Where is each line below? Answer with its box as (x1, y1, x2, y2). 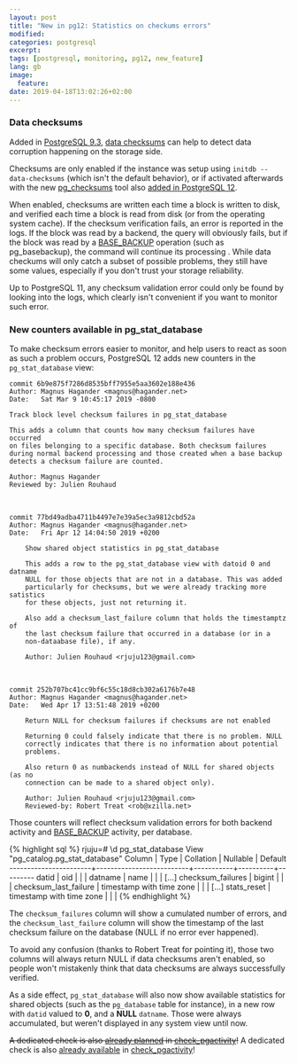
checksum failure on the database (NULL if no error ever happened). (9, 927, 259, 938)
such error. (9, 301, 49, 311)
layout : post (9, 12, 57, 22)
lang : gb (9, 63, 42, 72)
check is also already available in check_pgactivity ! (9, 1044, 196, 1055)
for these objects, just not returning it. (25, 598, 188, 607)
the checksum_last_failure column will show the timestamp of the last (9, 918, 264, 928)
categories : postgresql (9, 37, 97, 47)
